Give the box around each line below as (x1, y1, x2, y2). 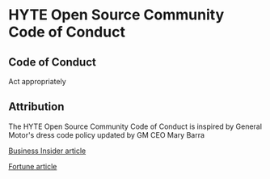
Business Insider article (8, 146, 86, 156)
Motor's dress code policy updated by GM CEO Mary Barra (8, 130, 205, 139)
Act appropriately (8, 77, 66, 86)
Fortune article (8, 161, 57, 171)
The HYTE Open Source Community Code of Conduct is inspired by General (8, 121, 263, 131)
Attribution (8, 100, 65, 114)
